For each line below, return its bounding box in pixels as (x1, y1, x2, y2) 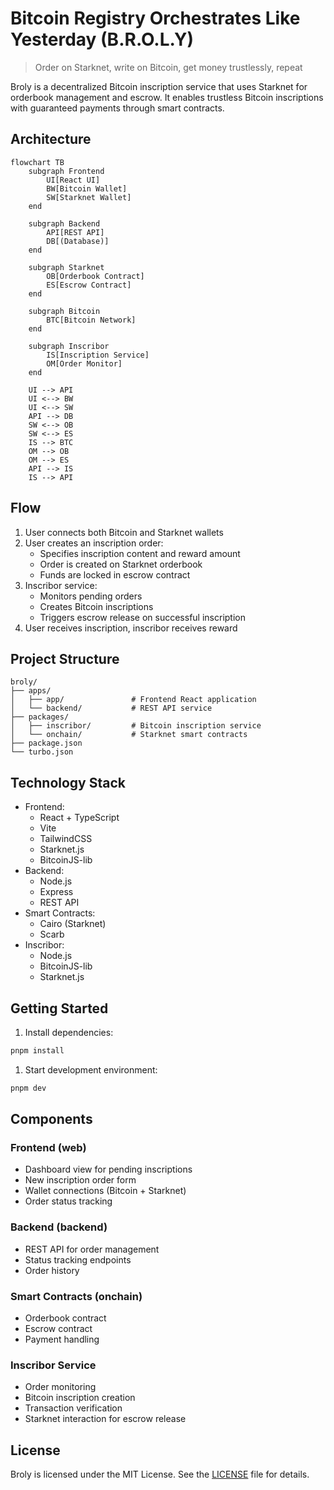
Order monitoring (24, 1381, 97, 1393)
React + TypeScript (39, 812, 120, 824)
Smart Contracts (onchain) (10, 1289, 143, 1303)
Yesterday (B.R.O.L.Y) (10, 28, 195, 51)
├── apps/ (10, 686, 52, 696)
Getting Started (10, 1000, 109, 1017)
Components (10, 1111, 93, 1128)
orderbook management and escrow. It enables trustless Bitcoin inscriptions (10, 91, 324, 103)
